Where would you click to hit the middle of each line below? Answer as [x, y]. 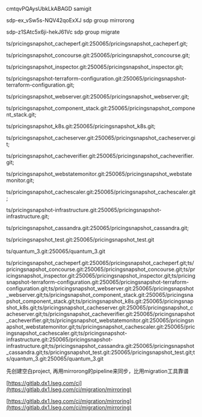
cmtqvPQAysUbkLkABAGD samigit [49, 9]
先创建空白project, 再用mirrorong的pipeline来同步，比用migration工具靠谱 [97, 371]
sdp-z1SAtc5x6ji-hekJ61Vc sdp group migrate [63, 32]
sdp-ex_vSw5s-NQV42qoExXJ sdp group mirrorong [70, 20]
